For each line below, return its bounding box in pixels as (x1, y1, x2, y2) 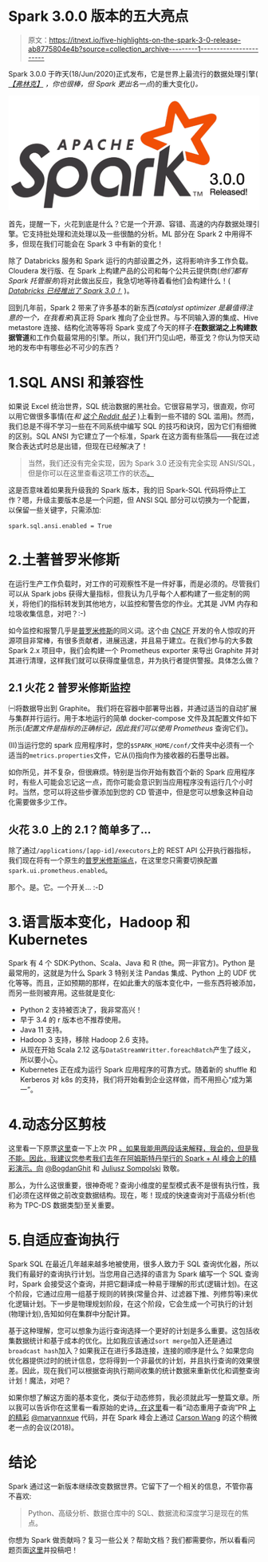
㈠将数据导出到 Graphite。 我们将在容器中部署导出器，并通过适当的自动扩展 (8, 703, 258, 714)
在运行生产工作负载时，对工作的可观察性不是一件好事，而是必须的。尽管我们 (8, 579, 260, 588)
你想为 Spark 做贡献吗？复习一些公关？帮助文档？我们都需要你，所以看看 (8, 1536, 249, 1545)
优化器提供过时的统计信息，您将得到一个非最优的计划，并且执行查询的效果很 (8, 1356, 260, 1366)
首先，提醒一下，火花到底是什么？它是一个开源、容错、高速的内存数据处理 (8, 218, 253, 228)
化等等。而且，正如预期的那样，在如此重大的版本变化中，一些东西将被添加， (8, 978, 260, 988)
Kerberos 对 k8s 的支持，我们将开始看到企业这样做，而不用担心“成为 (19, 1075, 246, 1084)
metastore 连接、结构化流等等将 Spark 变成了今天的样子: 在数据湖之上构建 (8, 322, 250, 332)
